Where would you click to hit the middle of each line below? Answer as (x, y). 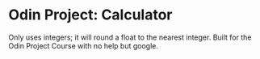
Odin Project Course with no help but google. (84, 45)
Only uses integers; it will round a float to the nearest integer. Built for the (130, 37)
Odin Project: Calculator (90, 15)
